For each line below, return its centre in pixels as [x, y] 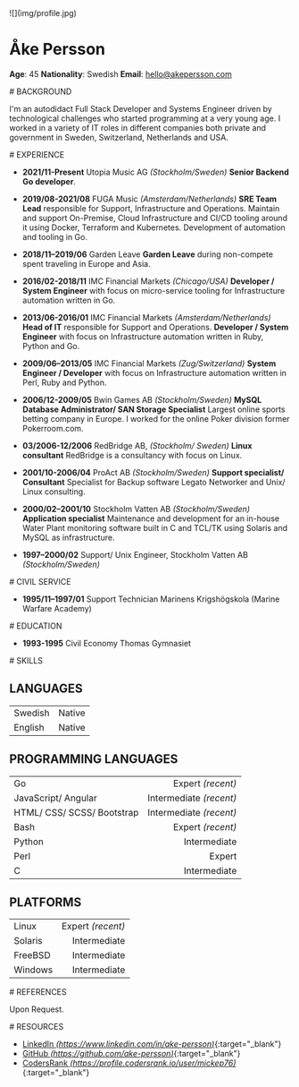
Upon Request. [37, 1009]
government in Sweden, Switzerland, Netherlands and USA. [119, 137]
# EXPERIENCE [37, 154]
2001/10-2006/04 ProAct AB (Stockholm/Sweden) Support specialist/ [153, 472]
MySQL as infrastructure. [68, 537]
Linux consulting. [54, 492]
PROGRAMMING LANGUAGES [94, 759]
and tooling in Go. [54, 236]
